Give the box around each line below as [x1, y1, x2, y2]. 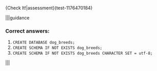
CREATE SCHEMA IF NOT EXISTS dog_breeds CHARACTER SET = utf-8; [12, 51, 153, 56]
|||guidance [5, 15, 30, 20]
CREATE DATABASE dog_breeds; [12, 40, 75, 45]
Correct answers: [5, 27, 50, 34]
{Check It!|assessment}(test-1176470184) [5, 5, 93, 11]
